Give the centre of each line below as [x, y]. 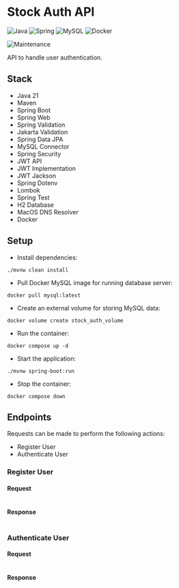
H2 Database [36, 205]
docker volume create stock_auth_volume [66, 320]
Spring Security [39, 154]
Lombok [29, 190]
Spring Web [33, 117]
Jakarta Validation [42, 132]
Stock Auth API [51, 12]
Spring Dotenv [37, 183]
